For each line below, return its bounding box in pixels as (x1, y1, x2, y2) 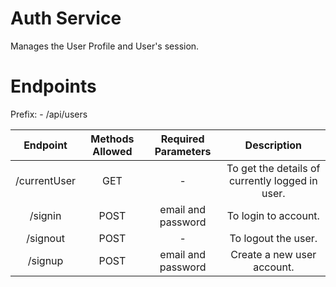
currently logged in (228, 173, 318, 187)
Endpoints (10, 75, 97, 98)
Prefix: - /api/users (10, 108, 88, 120)
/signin (29, 208, 62, 222)
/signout (26, 231, 65, 245)
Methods (90, 132, 135, 146)
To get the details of (226, 161, 321, 175)
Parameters (154, 144, 212, 158)
